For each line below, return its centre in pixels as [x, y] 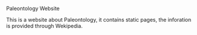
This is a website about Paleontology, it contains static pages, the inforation [99, 20]
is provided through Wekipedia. [45, 26]
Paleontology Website [33, 8]
